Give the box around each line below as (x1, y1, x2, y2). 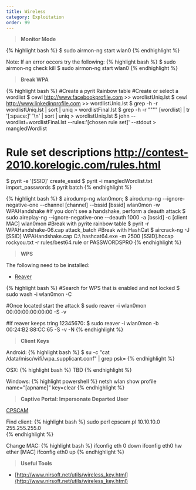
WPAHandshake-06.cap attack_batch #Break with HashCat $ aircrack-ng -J (6, 226, 190, 234)
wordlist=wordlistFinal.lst (6, 119, 66, 126)
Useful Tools (20, 460, 52, 467)
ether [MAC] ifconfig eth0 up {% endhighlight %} (6, 448, 125, 456)
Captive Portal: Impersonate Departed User (20, 395, 129, 403)
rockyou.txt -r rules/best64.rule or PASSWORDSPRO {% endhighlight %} (6, 239, 182, 246)
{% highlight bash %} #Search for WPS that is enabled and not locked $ (6, 285, 180, 292)
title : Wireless (6, 8, 46, 15)
